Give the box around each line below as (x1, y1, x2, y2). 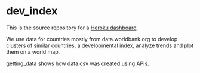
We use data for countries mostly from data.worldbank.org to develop (6, 35, 178, 42)
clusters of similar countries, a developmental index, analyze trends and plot (6, 42, 194, 49)
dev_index (6, 4, 58, 18)
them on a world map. (6, 48, 60, 55)
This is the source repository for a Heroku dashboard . (6, 24, 139, 31)
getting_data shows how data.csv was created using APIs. (6, 60, 149, 67)
